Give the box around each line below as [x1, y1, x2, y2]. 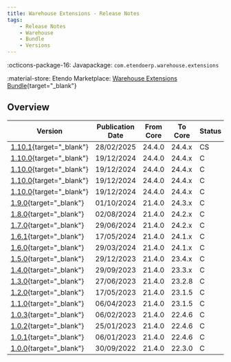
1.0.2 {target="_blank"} [10, 321, 85, 330]
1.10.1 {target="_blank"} [10, 142, 89, 151]
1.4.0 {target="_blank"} [10, 265, 85, 275]
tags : [7, 17, 23, 23]
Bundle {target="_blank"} [7, 82, 77, 89]
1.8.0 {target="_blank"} [10, 209, 85, 219]
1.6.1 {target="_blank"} [10, 231, 85, 241]
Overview [7, 101, 50, 114]
